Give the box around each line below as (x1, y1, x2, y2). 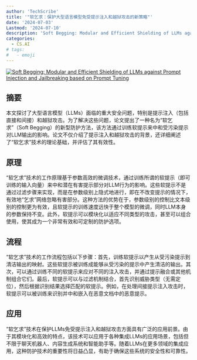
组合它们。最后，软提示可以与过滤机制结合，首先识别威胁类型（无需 (11, 276, 176, 283)
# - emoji (6, 52, 35, 58)
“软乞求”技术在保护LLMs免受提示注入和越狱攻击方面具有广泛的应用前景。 (6, 325, 184, 332)
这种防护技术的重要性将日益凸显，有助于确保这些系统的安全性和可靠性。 (16, 347, 191, 354)
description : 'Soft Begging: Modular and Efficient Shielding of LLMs (6, 30, 182, 36)
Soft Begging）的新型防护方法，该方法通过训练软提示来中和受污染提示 (18, 124, 189, 131)
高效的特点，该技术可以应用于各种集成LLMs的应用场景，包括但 (36, 332, 189, 340)
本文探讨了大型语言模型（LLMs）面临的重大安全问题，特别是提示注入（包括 (6, 109, 189, 116)
